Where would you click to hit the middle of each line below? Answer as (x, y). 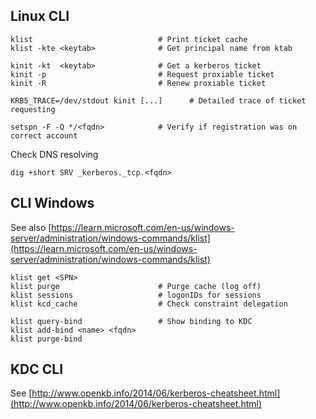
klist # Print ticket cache (129, 39)
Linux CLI (40, 16)
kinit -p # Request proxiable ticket (142, 74)
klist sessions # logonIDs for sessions (136, 295)
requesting (33, 109)
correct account (44, 135)
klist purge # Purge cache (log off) (136, 286)
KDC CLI (37, 369)
